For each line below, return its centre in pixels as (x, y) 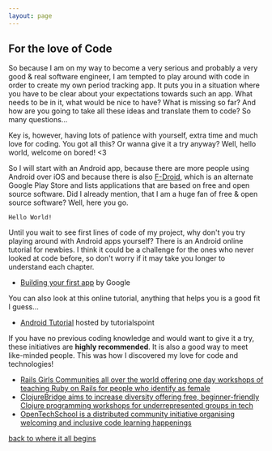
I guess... (23, 307)
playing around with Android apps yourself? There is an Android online (126, 241)
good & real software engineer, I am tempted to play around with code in (129, 77)
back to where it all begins (52, 439)
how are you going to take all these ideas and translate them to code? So (130, 111)
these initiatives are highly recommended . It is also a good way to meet (128, 347)
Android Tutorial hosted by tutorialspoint (87, 323)
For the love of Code (60, 49)
